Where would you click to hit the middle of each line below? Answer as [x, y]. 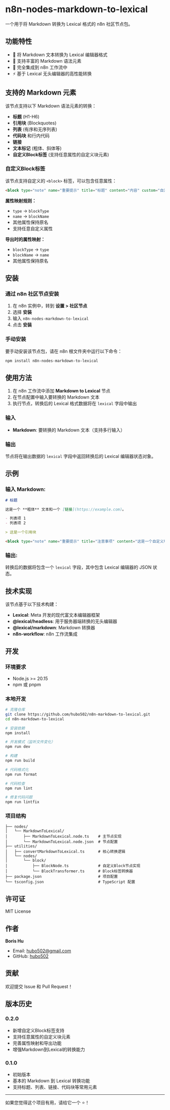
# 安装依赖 [15, 728]
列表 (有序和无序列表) [35, 129]
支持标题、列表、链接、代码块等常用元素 [55, 1087]
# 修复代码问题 [19, 797]
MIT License [18, 911]
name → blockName [31, 216]
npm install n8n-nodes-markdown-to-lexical [52, 361]
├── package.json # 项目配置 [61, 877]
